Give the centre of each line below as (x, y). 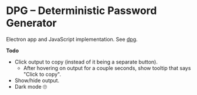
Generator (31, 23)
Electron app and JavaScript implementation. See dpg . (72, 39)
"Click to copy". (42, 74)
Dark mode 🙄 (31, 86)
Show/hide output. (37, 80)
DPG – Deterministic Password (81, 11)
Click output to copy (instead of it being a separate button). (86, 62)
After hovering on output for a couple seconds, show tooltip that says (107, 68)
